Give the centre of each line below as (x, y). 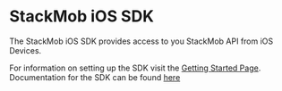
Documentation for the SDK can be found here (95, 77)
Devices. (26, 50)
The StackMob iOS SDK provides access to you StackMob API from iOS (141, 41)
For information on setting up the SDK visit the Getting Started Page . (135, 68)
